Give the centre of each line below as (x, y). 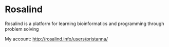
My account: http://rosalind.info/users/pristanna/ (57, 39)
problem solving (22, 29)
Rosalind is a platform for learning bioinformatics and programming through (85, 24)
